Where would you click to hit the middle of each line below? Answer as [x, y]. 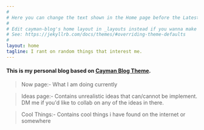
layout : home [23, 46]
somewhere [36, 121]
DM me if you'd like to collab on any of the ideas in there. [92, 102]
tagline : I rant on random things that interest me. [74, 52]
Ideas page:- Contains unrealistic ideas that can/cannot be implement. [109, 96]
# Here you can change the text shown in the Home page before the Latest [103, 18]
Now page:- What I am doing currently [69, 84]
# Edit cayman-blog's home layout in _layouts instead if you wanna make [102, 29]
